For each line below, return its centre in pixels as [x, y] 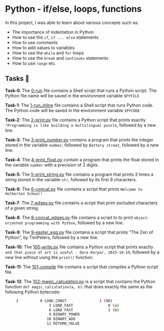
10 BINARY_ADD [61, 319]
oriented [14, 223]
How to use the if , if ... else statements [55, 37]
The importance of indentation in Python [53, 32]
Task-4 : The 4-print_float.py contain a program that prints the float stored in [82, 160]
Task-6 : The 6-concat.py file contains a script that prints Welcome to [74, 189]
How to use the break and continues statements [60, 58]
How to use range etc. [34, 63]
